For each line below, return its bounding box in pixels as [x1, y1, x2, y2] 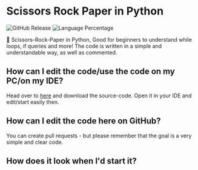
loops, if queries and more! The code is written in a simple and [6, 42, 162, 50]
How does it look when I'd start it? [6, 155, 137, 166]
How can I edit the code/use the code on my [6, 67, 176, 77]
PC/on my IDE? [6, 76, 64, 86]
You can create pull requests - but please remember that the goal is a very [6, 132, 192, 139]
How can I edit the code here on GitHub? [6, 116, 162, 126]
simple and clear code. [6, 138, 64, 146]
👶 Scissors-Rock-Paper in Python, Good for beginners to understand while [6, 36, 193, 43]
